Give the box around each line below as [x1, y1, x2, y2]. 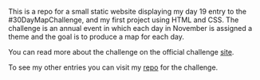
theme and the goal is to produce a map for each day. [8, 32, 185, 41]
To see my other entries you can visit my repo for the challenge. [8, 63, 219, 72]
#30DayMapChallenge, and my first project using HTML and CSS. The [8, 15, 239, 25]
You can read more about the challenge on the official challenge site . [8, 48, 234, 56]
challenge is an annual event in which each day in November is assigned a [8, 24, 253, 32]
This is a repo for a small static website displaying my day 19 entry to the [8, 7, 247, 16]
